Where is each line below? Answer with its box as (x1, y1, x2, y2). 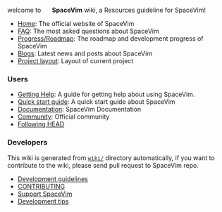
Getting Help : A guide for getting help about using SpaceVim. (17, 90, 195, 99)
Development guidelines (17, 174, 88, 183)
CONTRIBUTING (17, 182, 66, 190)
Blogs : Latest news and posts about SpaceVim (17, 49, 153, 58)
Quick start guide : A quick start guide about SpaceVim (17, 98, 175, 106)
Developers (7, 138, 48, 147)
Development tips (17, 197, 69, 205)
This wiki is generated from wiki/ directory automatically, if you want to (7, 153, 215, 162)
